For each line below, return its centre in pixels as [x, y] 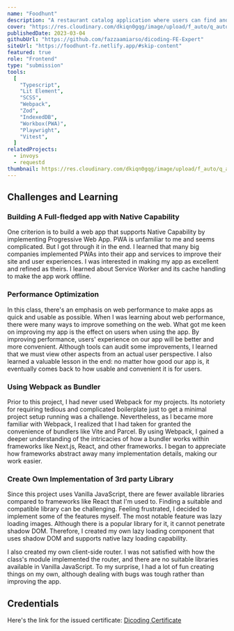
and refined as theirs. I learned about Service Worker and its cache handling [117, 269]
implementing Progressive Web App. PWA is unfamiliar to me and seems [111, 239]
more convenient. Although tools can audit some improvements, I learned [112, 346]
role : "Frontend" [32, 59]
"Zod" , [29, 111]
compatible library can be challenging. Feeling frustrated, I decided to [107, 509]
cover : [17, 26]
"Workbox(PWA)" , [44, 123]
